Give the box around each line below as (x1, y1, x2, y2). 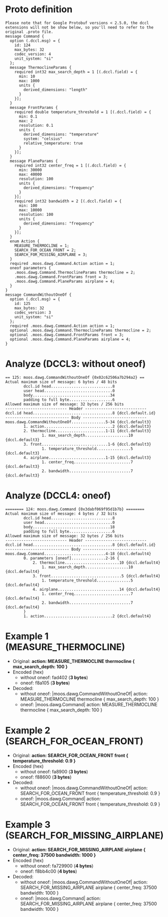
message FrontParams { (10, 105, 58, 110)
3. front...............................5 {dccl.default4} (32, 573, 160, 578)
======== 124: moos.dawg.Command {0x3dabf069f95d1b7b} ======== (5, 507, 145, 512)
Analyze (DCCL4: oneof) (5, 490, 111, 502)
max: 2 (18, 118, 33, 123)
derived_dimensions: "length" (23, 87, 88, 92)
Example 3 (5, 819, 51, 830)
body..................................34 (23, 393, 115, 398)
